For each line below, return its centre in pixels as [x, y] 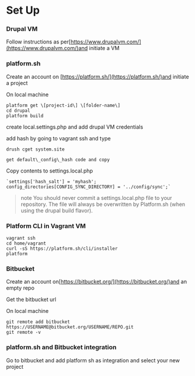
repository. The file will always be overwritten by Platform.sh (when [103, 204]
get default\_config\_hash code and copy [58, 159]
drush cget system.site [36, 149]
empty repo [20, 288]
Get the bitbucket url [31, 300]
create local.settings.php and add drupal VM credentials [75, 127]
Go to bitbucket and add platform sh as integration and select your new [93, 360]
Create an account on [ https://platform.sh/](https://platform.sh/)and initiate [98, 76]
